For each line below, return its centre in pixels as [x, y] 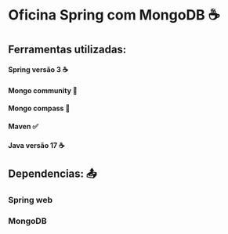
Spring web [31, 200]
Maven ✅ [24, 126]
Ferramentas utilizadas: [67, 49]
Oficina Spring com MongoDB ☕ [114, 15]
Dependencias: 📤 [52, 173]
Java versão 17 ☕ [36, 145]
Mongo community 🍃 [43, 90]
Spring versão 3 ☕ [38, 70]
